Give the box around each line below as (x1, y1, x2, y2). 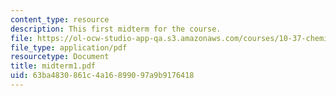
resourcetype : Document (10, 52, 110, 62)
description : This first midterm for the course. (10, 24, 222, 34)
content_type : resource (10, 14, 110, 25)
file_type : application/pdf (10, 42, 128, 53)
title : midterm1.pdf (10, 61, 97, 71)
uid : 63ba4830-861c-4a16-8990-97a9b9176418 (10, 71, 195, 81)
